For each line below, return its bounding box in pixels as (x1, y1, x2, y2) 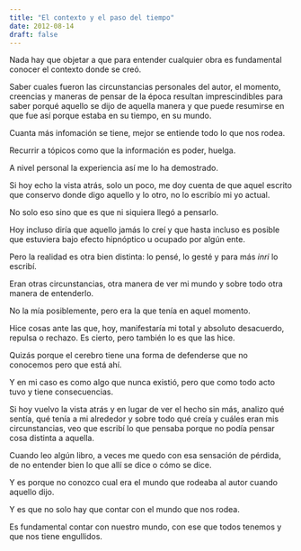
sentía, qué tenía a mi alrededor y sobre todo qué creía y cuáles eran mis (9, 413, 279, 424)
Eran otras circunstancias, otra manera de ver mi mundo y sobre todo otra (9, 278, 283, 289)
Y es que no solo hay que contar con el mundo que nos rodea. (9, 504, 241, 515)
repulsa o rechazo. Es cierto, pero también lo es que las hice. (9, 332, 235, 343)
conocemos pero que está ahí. (9, 359, 122, 370)
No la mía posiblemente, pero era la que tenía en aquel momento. (9, 305, 252, 316)
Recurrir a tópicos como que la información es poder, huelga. (9, 145, 236, 156)
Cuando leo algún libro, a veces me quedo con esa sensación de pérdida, (9, 450, 281, 461)
